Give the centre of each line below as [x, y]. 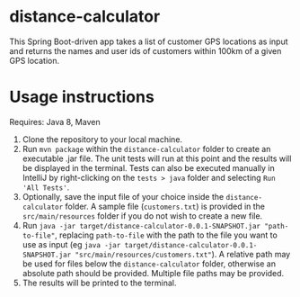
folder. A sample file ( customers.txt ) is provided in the [165, 206]
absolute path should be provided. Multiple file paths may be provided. [153, 273]
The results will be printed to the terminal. [99, 283]
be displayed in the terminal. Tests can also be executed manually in [149, 167]
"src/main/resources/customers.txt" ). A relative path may [183, 254]
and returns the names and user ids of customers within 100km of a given [146, 50]
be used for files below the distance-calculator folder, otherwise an [149, 264]
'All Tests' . [46, 187]
